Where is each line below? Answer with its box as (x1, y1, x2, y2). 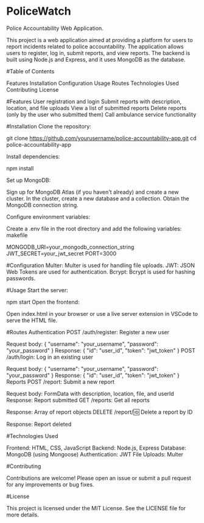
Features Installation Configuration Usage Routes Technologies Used (6, 79, 180, 87)
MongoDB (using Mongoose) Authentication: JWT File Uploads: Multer (6, 450, 184, 458)
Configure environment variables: (6, 213, 90, 221)
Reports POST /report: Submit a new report (6, 378, 114, 386)
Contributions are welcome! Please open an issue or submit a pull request (6, 474, 192, 481)
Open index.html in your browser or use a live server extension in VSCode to (6, 310, 198, 317)
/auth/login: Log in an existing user (6, 353, 93, 360)
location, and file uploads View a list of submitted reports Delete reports (6, 104, 187, 111)
